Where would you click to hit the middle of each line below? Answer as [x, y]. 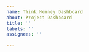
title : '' [19, 23]
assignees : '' [24, 34]
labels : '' [20, 29]
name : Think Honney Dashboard [45, 12]
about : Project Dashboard [39, 18]
